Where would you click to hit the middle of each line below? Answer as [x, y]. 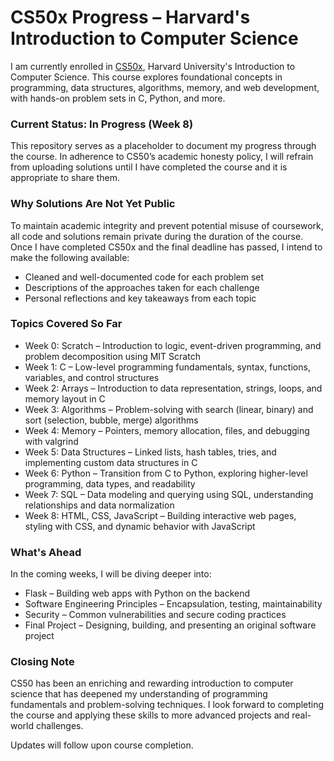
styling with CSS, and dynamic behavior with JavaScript [140, 526]
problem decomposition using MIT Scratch [112, 356]
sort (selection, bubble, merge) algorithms [111, 420]
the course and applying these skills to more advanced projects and [150, 715]
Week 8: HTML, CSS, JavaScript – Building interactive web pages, [160, 515]
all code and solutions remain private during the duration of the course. [157, 236]
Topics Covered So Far [66, 324]
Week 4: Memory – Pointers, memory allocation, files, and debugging [167, 430]
